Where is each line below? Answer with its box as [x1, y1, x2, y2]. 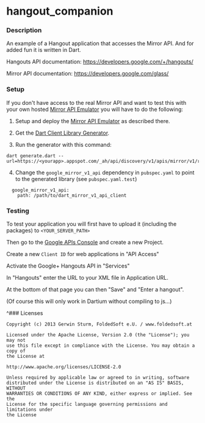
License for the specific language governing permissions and [6, 401, 168, 408]
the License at [6, 354, 45, 360]
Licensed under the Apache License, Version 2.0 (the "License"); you [6, 332, 190, 338]
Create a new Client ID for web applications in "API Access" [6, 251, 160, 258]
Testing [6, 206, 29, 215]
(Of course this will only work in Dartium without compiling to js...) [6, 297, 172, 305]
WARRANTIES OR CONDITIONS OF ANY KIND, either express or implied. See [6, 391, 192, 397]
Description [6, 26, 42, 35]
